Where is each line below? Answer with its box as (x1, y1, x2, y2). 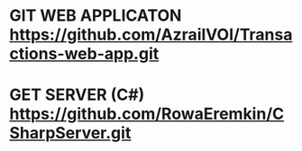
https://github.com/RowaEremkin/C (9, 104, 285, 124)
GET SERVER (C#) (9, 84, 145, 105)
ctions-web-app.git (9, 44, 160, 64)
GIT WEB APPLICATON (9, 5, 182, 26)
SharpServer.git (9, 123, 132, 144)
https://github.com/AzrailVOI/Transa (9, 24, 293, 45)
